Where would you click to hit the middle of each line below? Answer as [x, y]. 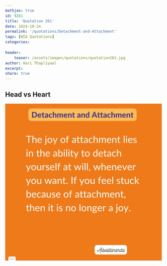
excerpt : [14, 68]
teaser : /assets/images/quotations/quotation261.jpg [70, 58]
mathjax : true [20, 10]
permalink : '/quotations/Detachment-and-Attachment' [61, 32]
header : [13, 52]
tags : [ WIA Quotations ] [30, 37]
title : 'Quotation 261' [30, 21]
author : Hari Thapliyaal [31, 63]
